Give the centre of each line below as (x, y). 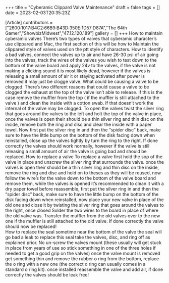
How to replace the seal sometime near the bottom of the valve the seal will (84, 232)
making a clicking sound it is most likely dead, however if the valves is (78, 71)
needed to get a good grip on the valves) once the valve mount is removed (83, 253)
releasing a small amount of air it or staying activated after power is (75, 76)
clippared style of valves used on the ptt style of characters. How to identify (84, 49)
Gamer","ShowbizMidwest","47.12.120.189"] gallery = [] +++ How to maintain (84, 33)
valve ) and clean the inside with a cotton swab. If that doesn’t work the (79, 103)
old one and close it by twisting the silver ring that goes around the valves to (84, 205)
